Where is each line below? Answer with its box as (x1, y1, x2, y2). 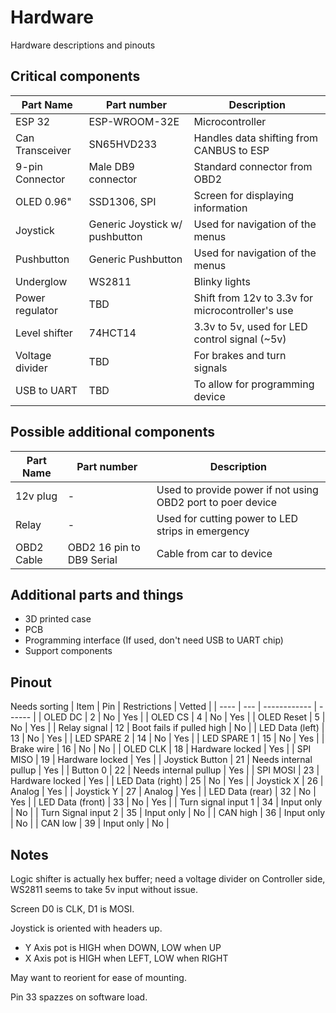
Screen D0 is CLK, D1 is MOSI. (10, 903, 135, 915)
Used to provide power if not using (156, 482, 319, 496)
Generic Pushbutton (88, 252, 183, 266)
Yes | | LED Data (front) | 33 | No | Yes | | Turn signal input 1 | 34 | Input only (10, 796, 323, 808)
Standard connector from (193, 159, 313, 173)
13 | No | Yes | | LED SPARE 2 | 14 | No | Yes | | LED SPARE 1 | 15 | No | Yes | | (10, 732, 325, 745)
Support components (24, 645, 113, 657)
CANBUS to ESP (193, 143, 270, 157)
